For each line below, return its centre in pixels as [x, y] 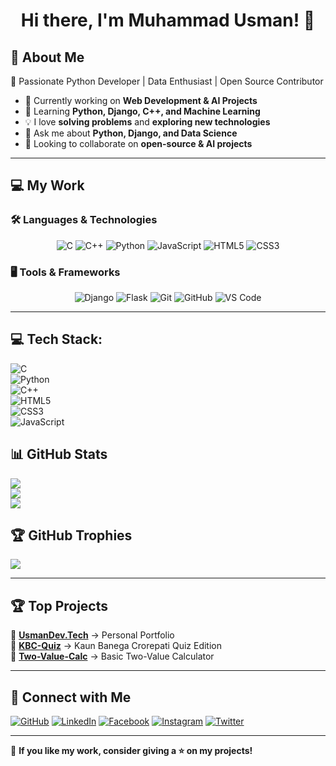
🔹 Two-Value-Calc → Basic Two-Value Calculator [112, 656]
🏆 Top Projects [59, 605]
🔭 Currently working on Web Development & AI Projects [141, 100]
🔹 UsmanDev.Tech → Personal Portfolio [92, 635]
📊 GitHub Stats [59, 454]
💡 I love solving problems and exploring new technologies [147, 122]
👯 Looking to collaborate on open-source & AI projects [138, 143]
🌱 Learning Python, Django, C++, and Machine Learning [142, 111]
